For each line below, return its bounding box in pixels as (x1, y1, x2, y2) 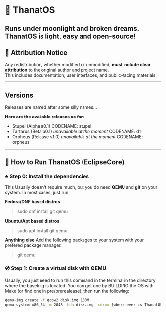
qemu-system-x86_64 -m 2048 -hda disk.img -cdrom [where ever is (5, 302, 142, 308)
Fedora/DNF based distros (5, 198, 60, 204)
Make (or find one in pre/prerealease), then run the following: (5, 288, 129, 294)
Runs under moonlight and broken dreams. (5, 24, 139, 33)
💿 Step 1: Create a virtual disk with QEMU (5, 264, 107, 271)
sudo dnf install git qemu (17, 208, 68, 214)
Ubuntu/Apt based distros (5, 218, 60, 224)
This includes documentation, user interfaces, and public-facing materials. (5, 72, 157, 78)
